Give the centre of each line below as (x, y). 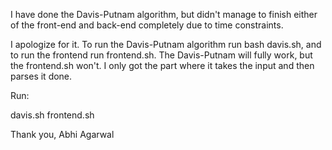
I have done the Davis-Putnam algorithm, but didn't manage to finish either (164, 14)
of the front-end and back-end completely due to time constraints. (147, 25)
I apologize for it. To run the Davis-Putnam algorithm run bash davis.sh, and (166, 44)
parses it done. (41, 76)
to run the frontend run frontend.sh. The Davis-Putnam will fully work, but (161, 55)
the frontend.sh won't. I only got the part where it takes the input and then (162, 65)
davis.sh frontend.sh (52, 115)
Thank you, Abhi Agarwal (62, 134)
